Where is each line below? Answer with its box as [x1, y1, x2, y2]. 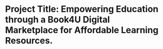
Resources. [5, 35, 53, 47]
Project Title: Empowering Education [5, 3, 159, 15]
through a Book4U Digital [5, 14, 110, 25]
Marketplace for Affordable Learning [5, 25, 159, 36]
